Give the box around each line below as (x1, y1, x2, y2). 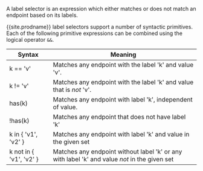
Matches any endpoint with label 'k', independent (53, 95, 193, 103)
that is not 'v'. (53, 86, 92, 94)
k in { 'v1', (9, 130, 38, 138)
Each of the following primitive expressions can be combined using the (6, 30, 183, 37)
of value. (53, 103, 78, 111)
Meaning (110, 51, 137, 59)
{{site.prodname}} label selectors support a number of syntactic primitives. (6, 24, 193, 30)
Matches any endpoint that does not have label (53, 113, 186, 121)
